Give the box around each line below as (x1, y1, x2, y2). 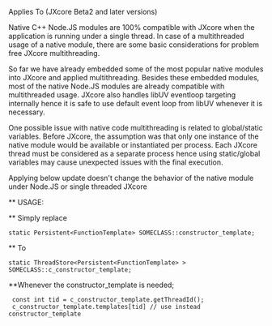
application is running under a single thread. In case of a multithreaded (8, 32, 244, 41)
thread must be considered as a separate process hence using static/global (8, 149, 261, 158)
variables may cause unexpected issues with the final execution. (8, 157, 224, 167)
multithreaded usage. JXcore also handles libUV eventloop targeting (8, 90, 236, 100)
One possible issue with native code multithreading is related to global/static (8, 123, 263, 132)
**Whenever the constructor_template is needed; (8, 280, 175, 290)
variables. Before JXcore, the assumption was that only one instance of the (8, 131, 259, 141)
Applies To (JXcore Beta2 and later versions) (8, 7, 158, 16)
